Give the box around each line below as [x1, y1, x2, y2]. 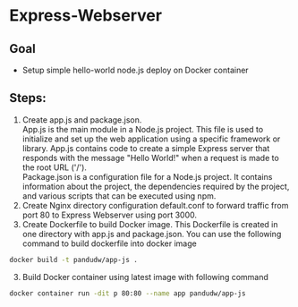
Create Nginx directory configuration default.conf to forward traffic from [21, 200, 289, 210]
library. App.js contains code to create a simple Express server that [21, 142, 270, 153]
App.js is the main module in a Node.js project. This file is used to [21, 124, 264, 134]
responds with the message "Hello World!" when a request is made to [21, 152, 279, 163]
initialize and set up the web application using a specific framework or [21, 133, 281, 144]
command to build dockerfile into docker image [21, 238, 197, 249]
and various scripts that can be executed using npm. [21, 190, 217, 201]
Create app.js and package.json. [21, 114, 142, 125]
